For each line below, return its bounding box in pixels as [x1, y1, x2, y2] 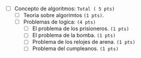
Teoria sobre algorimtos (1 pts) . [23, 12, 104, 19]
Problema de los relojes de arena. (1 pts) [32, 38, 136, 46]
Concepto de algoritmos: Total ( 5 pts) [14, 5, 115, 12]
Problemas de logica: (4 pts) [23, 18, 97, 25]
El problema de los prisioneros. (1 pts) [32, 25, 130, 32]
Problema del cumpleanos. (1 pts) [32, 45, 119, 52]
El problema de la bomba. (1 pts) [32, 32, 116, 39]
